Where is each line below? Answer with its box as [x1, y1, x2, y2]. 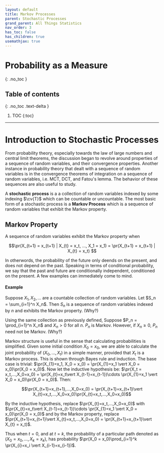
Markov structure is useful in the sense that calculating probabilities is [5, 338, 146, 344]
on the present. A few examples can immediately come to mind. [5, 273, 133, 279]
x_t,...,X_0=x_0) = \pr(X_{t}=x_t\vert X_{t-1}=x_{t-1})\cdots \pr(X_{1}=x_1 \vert [5, 372, 158, 377]
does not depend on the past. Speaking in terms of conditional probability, [5, 263, 155, 269]
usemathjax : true [5, 39, 41, 44]
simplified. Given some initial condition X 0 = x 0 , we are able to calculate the [5, 343, 157, 350]
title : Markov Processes [5, 12, 56, 17]
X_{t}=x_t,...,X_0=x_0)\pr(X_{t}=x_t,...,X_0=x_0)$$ [32, 391, 132, 397]
